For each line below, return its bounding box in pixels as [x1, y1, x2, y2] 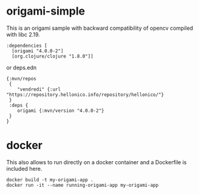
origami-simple [6, 4, 86, 18]
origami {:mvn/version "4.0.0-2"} [17, 108, 104, 114]
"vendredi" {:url [17, 86, 61, 92]
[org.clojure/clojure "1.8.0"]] [12, 53, 94, 59]
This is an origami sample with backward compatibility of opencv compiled [6, 24, 194, 32]
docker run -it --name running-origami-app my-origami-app [6, 182, 159, 188]
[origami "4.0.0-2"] [12, 47, 64, 54]
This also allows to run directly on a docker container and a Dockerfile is [6, 158, 187, 165]
